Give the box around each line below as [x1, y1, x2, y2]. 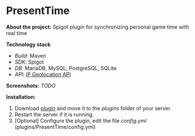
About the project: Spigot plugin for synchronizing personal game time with [6, 23, 189, 30]
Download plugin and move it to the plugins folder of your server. [14, 104, 172, 111]
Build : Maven [14, 52, 46, 59]
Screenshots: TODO [6, 82, 56, 89]
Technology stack [6, 41, 51, 48]
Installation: [6, 93, 36, 100]
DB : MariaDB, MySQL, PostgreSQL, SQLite [14, 64, 117, 71]
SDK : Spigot [14, 58, 44, 65]
